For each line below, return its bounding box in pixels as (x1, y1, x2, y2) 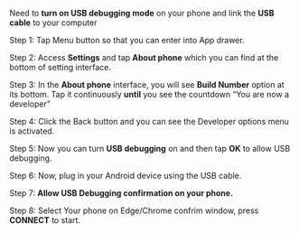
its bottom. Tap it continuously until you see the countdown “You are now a (9, 89, 290, 99)
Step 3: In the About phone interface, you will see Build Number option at (9, 79, 285, 89)
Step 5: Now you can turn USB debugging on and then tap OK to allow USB (9, 144, 291, 154)
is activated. (9, 126, 55, 136)
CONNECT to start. (9, 215, 81, 225)
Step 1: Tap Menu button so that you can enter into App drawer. (9, 35, 246, 45)
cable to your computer (9, 17, 98, 28)
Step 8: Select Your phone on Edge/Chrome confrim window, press (9, 205, 259, 216)
